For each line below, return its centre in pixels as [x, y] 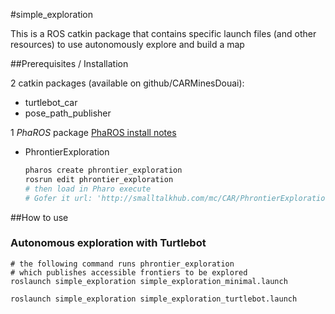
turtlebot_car [51, 102]
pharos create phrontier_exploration [103, 170]
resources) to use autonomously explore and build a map [127, 44]
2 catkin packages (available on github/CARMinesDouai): [127, 83]
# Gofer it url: [58, 198]
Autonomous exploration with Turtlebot [108, 243]
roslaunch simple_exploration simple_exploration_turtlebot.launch [154, 299]
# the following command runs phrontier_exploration [122, 264]
